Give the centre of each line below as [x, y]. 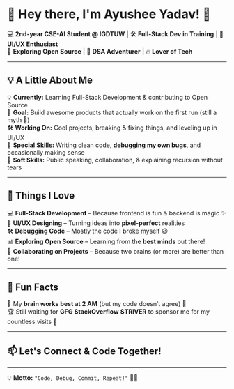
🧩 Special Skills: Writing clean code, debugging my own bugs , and [104, 145]
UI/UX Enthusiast [33, 44]
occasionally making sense [46, 152]
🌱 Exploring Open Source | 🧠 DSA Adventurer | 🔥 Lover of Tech [100, 51]
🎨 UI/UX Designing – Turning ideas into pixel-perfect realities [96, 223]
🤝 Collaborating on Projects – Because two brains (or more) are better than [116, 251]
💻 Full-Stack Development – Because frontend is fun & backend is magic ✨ [117, 213]
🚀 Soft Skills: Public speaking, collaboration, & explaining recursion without [115, 160]
